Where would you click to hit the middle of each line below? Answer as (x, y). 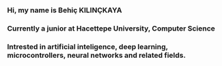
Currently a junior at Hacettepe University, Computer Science (111, 28)
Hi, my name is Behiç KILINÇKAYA (65, 10)
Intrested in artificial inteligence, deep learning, (88, 46)
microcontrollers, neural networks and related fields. (97, 55)
